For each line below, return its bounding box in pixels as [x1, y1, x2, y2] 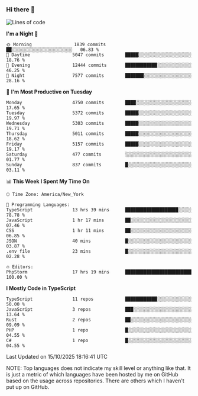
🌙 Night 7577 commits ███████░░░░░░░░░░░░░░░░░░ [6, 73, 192, 79]
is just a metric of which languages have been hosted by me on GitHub [6, 371, 178, 378]
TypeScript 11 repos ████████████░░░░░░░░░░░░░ [6, 296, 192, 302]
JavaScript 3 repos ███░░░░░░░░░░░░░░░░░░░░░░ [6, 307, 192, 313]
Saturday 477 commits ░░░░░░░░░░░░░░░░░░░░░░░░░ [6, 152, 192, 157]
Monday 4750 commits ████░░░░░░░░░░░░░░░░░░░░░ [6, 100, 192, 106]
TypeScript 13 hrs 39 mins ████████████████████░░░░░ [6, 207, 192, 213]
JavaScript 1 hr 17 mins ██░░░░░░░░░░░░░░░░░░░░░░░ [6, 217, 192, 224]
